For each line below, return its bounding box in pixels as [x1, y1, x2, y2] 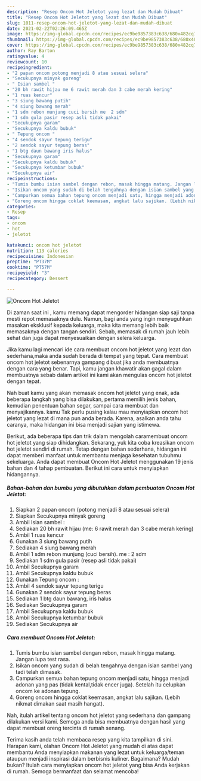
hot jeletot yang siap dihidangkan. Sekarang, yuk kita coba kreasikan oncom [7, 439, 194, 446]
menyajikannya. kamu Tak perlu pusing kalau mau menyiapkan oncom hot [7, 408, 188, 415]
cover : [7, 42, 23, 48]
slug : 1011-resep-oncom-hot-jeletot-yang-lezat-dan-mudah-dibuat [7, 20, 172, 26]
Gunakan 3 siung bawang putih [15, 537, 92, 545]
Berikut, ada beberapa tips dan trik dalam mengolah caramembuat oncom [7, 432, 188, 440]
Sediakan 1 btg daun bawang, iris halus [15, 595, 112, 602]
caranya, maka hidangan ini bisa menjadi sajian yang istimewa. [7, 421, 161, 428]
